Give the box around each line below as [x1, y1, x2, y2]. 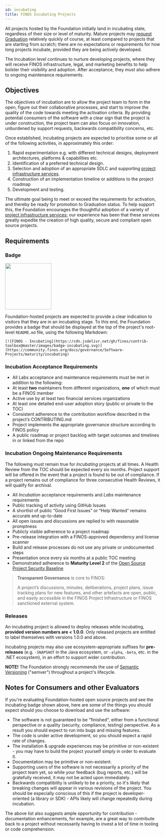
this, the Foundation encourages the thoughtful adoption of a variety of [5, 207, 149, 213]
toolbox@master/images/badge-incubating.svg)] [5, 343, 102, 348]
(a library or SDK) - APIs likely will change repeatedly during [30, 795, 153, 801]
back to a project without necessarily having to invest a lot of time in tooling [5, 821, 159, 827]
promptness [12, 523, 37, 529]
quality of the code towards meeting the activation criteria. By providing [5, 110, 151, 116]
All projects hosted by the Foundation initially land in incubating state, [5, 25, 146, 31]
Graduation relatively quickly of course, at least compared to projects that [5, 36, 155, 42]
